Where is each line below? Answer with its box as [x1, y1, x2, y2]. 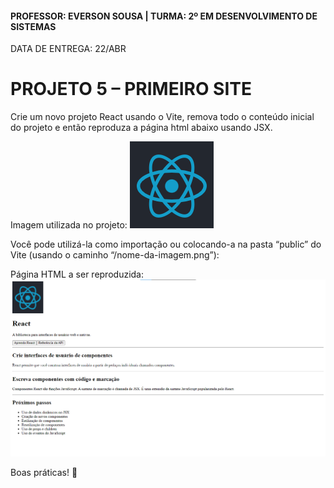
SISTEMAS [10, 20, 57, 32]
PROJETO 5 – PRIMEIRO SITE [10, 78, 252, 101]
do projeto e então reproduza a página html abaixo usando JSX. [10, 122, 273, 134]
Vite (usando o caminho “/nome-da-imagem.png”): [10, 249, 220, 261]
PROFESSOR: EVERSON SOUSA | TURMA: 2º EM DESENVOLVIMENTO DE [10, 10, 318, 22]
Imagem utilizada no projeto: [10, 219, 128, 231]
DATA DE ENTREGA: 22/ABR [10, 43, 127, 55]
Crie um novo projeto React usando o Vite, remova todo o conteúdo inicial [10, 111, 315, 123]
